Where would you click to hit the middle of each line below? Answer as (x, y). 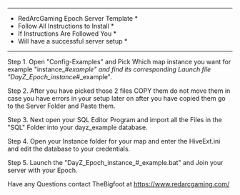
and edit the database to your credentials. (69, 149)
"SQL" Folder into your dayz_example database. (77, 127)
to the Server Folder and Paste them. (61, 106)
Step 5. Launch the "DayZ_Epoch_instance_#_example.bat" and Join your (115, 162)
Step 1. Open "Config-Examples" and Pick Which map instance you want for (119, 62)
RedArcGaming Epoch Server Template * (77, 18)
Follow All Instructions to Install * (66, 26)
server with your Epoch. (42, 170)
